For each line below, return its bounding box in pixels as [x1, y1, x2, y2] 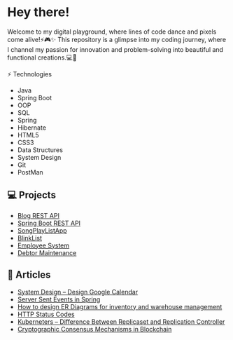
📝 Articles [7, 269, 51, 281]
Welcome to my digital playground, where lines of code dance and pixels [7, 27, 217, 36]
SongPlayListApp [17, 226, 68, 235]
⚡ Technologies [7, 69, 52, 78]
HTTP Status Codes [17, 310, 75, 318]
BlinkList [17, 233, 42, 242]
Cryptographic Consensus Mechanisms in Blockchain [17, 325, 172, 333]
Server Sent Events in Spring [17, 295, 101, 304]
